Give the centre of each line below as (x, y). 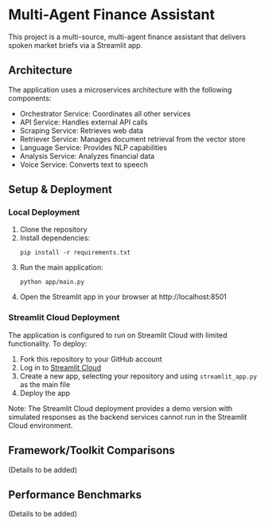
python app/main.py (52, 282)
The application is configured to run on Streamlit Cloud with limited (118, 335)
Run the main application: (61, 267)
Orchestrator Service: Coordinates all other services (105, 113)
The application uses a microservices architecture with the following (120, 89)
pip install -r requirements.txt (75, 253)
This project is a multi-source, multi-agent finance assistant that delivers (127, 37)
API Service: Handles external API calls (84, 122)
